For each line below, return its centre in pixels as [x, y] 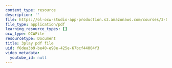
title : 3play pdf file [29, 43]
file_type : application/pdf [35, 24]
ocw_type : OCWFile [25, 34]
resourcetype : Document [31, 39]
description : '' [23, 15]
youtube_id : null [28, 58]
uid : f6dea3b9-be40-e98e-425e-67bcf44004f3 [52, 48]
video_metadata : [23, 53]
